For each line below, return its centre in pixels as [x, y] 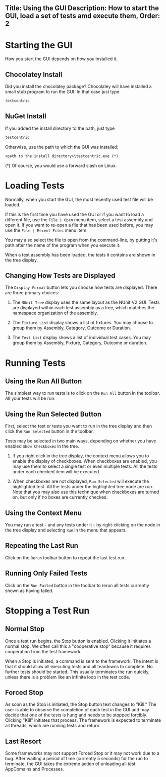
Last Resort [23, 741]
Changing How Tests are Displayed [60, 275]
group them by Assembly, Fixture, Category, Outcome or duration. [80, 343]
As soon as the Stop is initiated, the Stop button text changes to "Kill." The [81, 704]
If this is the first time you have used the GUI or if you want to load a [75, 214]
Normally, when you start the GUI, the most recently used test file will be [79, 199]
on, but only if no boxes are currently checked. [60, 497]
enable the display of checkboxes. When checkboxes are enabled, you [84, 461]
